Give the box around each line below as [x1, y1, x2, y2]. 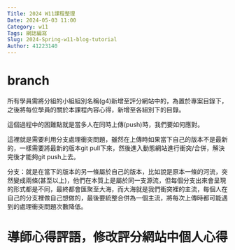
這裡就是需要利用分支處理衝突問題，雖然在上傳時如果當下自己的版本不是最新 [7, 135, 228, 143]
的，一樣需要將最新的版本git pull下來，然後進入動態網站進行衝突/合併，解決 [7, 144, 225, 152]
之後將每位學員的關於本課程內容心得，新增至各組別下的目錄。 [7, 105, 185, 114]
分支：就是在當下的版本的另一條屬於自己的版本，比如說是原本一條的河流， [7, 167, 222, 175]
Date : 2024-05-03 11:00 [7, 17, 77, 24]
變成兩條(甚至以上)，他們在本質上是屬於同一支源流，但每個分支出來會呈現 [13, 176, 227, 184]
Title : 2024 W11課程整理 [7, 10, 76, 17]
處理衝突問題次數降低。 [19, 202, 87, 210]
